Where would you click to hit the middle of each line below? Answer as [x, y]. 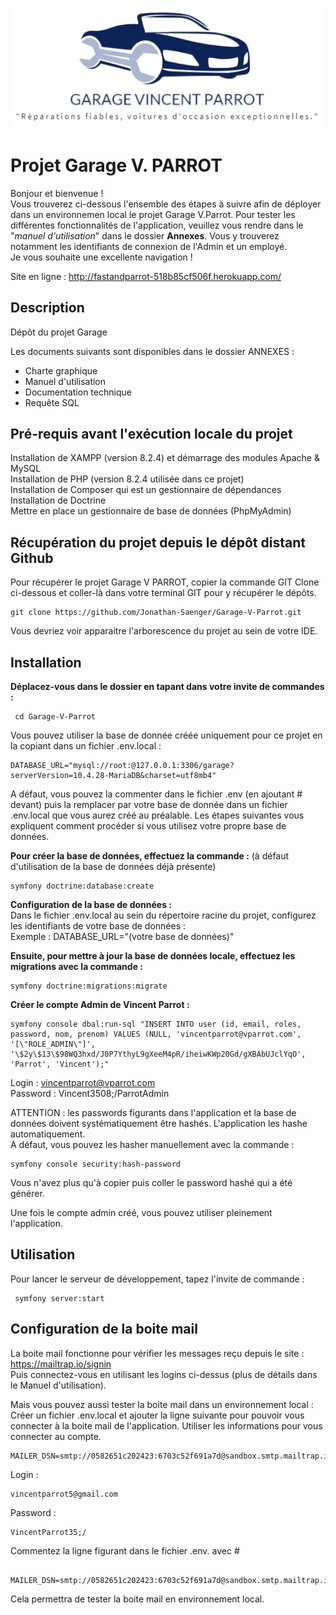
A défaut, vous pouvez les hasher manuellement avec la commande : [152, 1144]
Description [47, 308]
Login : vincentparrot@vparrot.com [83, 1082]
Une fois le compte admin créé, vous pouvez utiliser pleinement [141, 1212]
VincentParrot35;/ [48, 1532]
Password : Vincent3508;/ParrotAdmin [90, 1093]
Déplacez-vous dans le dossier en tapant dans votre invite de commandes [167, 686]
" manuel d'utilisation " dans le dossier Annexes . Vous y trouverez [145, 235]
